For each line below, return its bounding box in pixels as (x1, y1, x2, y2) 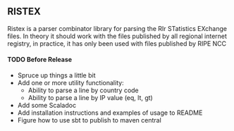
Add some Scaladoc (17, 101, 76, 110)
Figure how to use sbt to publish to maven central (17, 116, 162, 125)
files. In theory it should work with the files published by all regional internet (7, 32, 228, 40)
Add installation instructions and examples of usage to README (17, 108, 203, 117)
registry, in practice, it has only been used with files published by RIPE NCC (7, 39, 227, 48)
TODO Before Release (7, 56, 73, 64)
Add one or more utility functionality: (17, 79, 125, 87)
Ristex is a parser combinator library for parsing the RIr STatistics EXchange (7, 24, 228, 32)
